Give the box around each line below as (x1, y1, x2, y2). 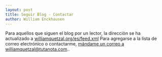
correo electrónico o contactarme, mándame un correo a (5, 41, 124, 47)
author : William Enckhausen (5, 16, 65, 21)
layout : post (5, 7, 33, 12)
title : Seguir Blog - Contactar (5, 12, 74, 17)
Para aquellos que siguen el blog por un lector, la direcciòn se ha (5, 30, 141, 36)
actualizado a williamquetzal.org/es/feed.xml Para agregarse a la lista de (5, 35, 157, 41)
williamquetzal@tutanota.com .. (5, 46, 70, 52)
